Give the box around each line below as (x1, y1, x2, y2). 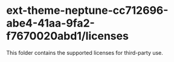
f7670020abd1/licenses (6, 29, 129, 43)
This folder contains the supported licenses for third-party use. (6, 49, 163, 56)
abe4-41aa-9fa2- (6, 16, 95, 30)
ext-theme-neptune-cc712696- (6, 4, 169, 17)
